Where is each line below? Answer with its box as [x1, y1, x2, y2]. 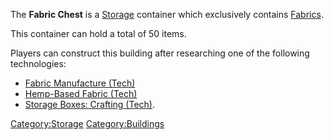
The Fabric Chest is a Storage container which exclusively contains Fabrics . [10, 9, 324, 20]
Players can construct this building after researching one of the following [10, 47, 310, 59]
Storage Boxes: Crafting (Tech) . [24, 99, 155, 110]
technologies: [10, 58, 67, 69]
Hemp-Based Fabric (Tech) [24, 88, 138, 99]
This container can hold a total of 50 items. [10, 28, 187, 39]
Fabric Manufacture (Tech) [24, 77, 136, 89]
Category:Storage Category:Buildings [10, 118, 165, 129]
